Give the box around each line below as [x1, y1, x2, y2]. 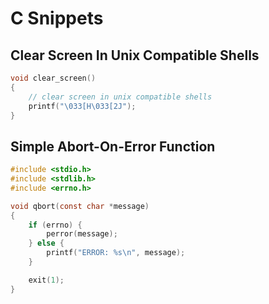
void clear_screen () [10, 73, 97, 83]
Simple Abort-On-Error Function [10, 138, 216, 155]
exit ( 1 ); [28, 275, 65, 285]
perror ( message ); [46, 229, 118, 239]
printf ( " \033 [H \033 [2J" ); [28, 101, 137, 111]
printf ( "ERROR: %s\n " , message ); [46, 248, 186, 258]
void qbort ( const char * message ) [10, 201, 150, 211]
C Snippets [10, 7, 104, 30]
